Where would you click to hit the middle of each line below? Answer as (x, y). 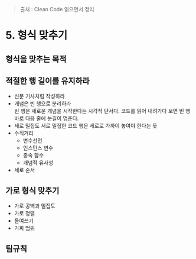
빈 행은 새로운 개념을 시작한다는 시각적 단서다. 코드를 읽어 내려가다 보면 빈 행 (102, 111)
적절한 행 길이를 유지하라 (48, 81)
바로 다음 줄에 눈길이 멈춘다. (46, 118)
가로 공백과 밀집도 (35, 206)
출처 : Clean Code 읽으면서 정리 (57, 9)
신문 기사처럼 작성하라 (40, 96)
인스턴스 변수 (38, 148)
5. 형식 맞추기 (37, 35)
